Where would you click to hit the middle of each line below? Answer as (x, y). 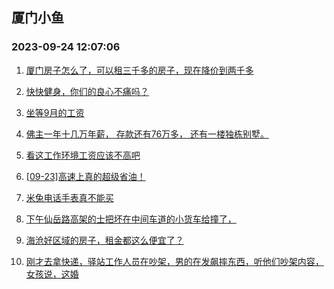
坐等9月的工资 (55, 112)
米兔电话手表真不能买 (69, 197)
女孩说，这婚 (52, 274)
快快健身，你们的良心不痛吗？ (87, 91)
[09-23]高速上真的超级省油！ (85, 176)
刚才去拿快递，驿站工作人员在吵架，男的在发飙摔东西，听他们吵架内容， (174, 261)
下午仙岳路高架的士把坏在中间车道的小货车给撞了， (131, 219)
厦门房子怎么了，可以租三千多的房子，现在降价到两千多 (139, 70)
